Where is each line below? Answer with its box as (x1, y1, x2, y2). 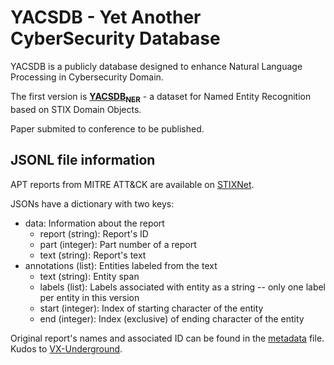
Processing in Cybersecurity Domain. (10, 71, 164, 83)
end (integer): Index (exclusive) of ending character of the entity (39, 312, 305, 325)
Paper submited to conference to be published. (10, 122, 205, 135)
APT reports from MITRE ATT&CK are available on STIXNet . (10, 178, 255, 190)
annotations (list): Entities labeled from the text (24, 259, 218, 271)
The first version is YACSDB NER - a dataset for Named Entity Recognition (10, 90, 312, 105)
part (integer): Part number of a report (39, 238, 197, 250)
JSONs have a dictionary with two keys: (10, 197, 175, 210)
